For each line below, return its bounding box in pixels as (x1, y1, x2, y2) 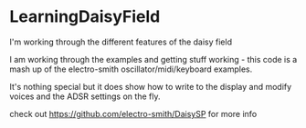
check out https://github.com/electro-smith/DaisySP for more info (9, 108, 258, 119)
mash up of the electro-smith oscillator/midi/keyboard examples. (9, 64, 253, 74)
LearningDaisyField (9, 6, 161, 27)
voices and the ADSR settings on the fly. (9, 91, 161, 102)
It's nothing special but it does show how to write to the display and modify (9, 81, 292, 92)
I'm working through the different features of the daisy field (9, 36, 233, 47)
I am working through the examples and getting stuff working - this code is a (9, 54, 298, 64)
